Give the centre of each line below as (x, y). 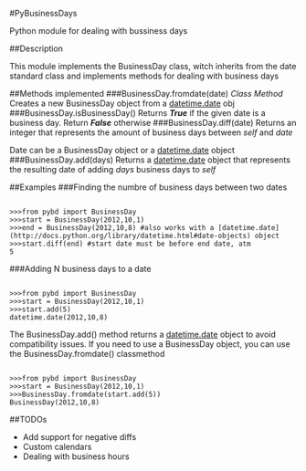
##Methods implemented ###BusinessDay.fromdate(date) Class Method (146, 94)
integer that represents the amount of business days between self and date (151, 132)
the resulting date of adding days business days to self (113, 169)
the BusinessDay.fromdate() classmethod (87, 354)
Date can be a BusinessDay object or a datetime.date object (122, 150)
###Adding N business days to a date (80, 269)
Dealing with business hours (76, 456)
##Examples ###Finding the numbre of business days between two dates (148, 187)
